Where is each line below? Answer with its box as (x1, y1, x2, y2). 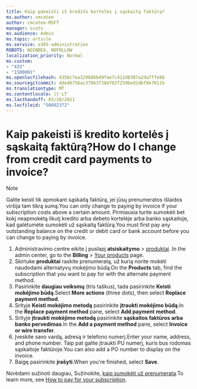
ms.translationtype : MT (6, 86, 65, 92)
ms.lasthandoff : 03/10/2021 (6, 96, 75, 102)
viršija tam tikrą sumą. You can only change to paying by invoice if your (6, 202, 178, 210)
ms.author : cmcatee (6, 14, 54, 20)
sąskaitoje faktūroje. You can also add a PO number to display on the (14, 346, 181, 353)
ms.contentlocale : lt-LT (6, 91, 67, 97)
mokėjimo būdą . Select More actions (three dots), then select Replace (14, 289, 186, 296)
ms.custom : (6, 58, 33, 64)
